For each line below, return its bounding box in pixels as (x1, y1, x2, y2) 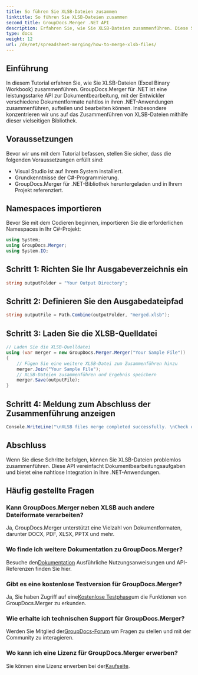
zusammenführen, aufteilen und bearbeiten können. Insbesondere (6, 104, 167, 111)
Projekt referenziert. (14, 186, 64, 193)
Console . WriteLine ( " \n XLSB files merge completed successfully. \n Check (6, 424, 189, 429)
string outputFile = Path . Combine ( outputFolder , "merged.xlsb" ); (6, 312, 170, 318)
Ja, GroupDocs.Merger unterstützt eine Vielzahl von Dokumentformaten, (6, 524, 182, 531)
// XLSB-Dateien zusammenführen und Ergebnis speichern (16, 372, 157, 377)
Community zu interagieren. (6, 634, 74, 641)
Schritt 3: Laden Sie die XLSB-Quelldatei (6, 328, 157, 338)
